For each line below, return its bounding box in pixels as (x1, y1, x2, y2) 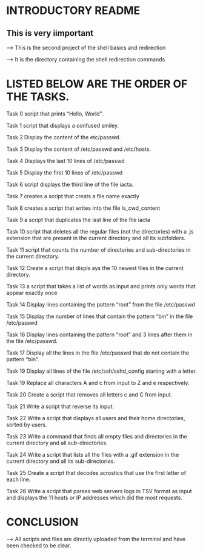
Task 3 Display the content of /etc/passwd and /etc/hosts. (6, 145, 151, 153)
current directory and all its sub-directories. (6, 457, 115, 465)
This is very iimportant (6, 28, 94, 38)
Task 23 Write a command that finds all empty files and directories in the (6, 432, 188, 440)
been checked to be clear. (6, 542, 72, 549)
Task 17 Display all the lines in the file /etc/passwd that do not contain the (6, 349, 190, 356)
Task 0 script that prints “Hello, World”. (6, 110, 104, 117)
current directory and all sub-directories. (6, 439, 108, 446)
